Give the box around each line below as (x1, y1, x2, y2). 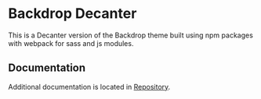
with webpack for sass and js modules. (8, 38, 134, 48)
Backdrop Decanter (8, 5, 137, 23)
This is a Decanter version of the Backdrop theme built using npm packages (8, 30, 253, 40)
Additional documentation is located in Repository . (8, 82, 171, 91)
